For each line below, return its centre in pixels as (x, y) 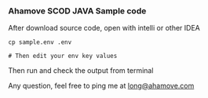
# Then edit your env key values (63, 56)
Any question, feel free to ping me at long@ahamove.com (101, 86)
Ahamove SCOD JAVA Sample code (77, 11)
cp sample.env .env (40, 42)
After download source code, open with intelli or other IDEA (104, 28)
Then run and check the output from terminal (81, 71)
